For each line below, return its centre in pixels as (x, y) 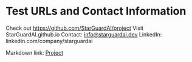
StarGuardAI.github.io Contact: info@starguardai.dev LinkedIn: (84, 34)
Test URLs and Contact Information (96, 11)
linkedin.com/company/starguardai (49, 41)
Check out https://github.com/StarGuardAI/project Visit (75, 28)
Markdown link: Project (34, 52)
